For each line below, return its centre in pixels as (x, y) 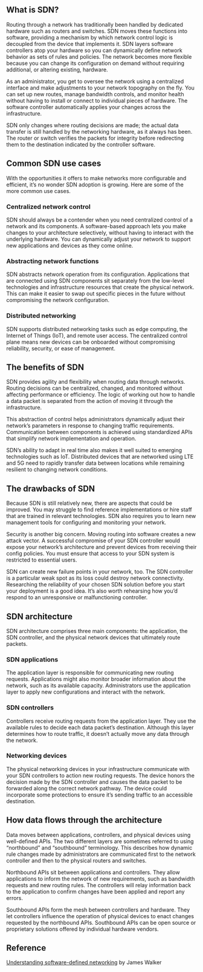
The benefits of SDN (45, 367)
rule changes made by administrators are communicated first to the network (101, 854)
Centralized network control (48, 206)
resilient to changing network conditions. (57, 470)
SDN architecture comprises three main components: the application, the (97, 631)
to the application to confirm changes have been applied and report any (96, 892)
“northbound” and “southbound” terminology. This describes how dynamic (99, 847)
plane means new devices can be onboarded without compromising (91, 342)
